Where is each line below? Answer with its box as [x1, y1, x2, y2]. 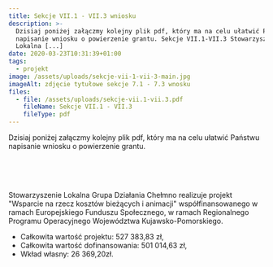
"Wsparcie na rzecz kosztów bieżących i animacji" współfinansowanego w [8, 199, 258, 208]
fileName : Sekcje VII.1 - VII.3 [23, 103, 132, 111]
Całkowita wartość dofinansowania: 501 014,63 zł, [19, 241, 188, 250]
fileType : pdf [23, 111, 71, 119]
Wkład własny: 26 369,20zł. [19, 249, 114, 259]
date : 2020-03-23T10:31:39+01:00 [8, 50, 122, 58]
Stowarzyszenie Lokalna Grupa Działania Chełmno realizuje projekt [8, 190, 233, 199]
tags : [8, 58, 27, 66]
